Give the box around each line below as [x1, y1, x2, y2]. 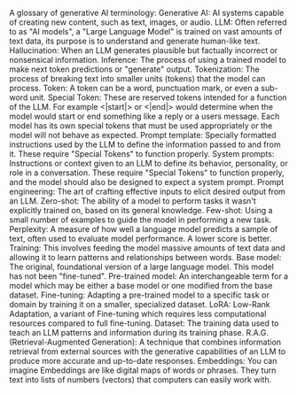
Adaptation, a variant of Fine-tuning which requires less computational [9, 309, 267, 319]
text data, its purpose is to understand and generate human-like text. [9, 35, 261, 46]
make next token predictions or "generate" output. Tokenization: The [9, 64, 260, 74]
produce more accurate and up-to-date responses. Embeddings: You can [9, 356, 277, 366]
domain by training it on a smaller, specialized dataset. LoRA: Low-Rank [9, 299, 270, 309]
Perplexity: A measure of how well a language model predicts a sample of [9, 224, 278, 234]
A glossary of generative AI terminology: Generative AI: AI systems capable [9, 8, 285, 18]
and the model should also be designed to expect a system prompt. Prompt [9, 177, 285, 187]
